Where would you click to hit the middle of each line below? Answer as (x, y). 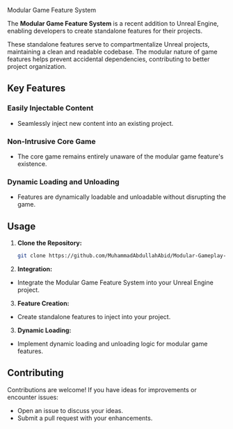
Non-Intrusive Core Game (51, 141)
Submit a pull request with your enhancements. (85, 418)
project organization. (37, 66)
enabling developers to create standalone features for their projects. (105, 31)
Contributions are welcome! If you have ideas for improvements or (102, 389)
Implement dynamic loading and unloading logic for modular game (112, 343)
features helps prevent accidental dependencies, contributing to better (109, 59)
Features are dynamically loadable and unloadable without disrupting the (121, 197)
